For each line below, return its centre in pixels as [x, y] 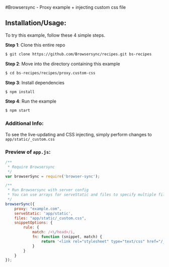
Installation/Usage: [36, 23]
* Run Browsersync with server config [48, 190]
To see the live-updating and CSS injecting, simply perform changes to [78, 134]
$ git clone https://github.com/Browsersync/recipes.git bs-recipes [78, 54]
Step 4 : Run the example [31, 101]
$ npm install [20, 92]
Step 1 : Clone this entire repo [35, 45]
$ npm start [18, 111]
